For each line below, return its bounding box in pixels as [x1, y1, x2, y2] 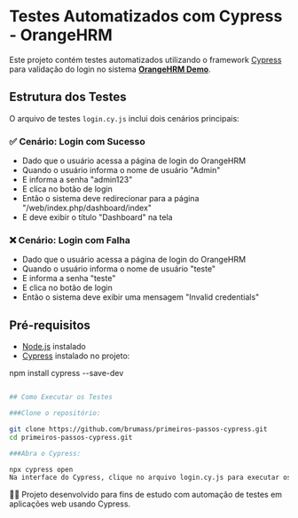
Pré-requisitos [9, 318, 91, 333]
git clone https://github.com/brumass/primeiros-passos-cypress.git [9, 424, 268, 434]
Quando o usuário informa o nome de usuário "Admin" [21, 165, 221, 176]
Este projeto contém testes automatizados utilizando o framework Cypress [9, 54, 282, 65]
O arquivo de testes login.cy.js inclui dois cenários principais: [9, 113, 239, 123]
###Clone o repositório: [9, 409, 101, 418]
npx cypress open [9, 465, 74, 474]
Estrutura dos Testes [9, 90, 127, 105]
